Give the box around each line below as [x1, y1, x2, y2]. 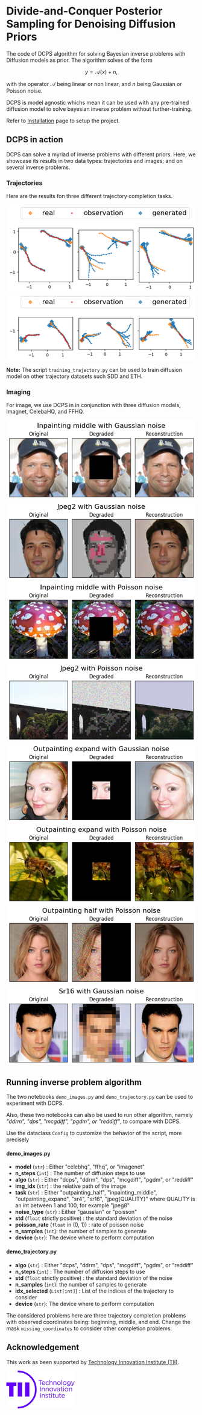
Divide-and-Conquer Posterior [6, 4, 163, 18]
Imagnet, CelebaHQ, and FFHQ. [6, 408, 84, 416]
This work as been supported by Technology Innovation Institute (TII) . [6, 1358, 180, 1365]
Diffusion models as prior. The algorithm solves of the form [6, 56, 153, 64]
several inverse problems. [6, 164, 71, 171]
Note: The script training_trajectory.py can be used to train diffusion [6, 366, 183, 374]
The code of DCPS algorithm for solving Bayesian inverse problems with [6, 50, 186, 57]
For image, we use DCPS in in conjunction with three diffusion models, [6, 402, 181, 409]
